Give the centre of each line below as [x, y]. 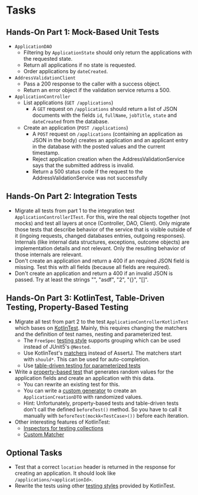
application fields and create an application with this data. [85, 378]
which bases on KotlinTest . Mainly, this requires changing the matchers [101, 327]
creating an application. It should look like [65, 473]
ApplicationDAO [33, 47]
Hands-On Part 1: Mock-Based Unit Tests [83, 32]
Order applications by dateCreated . [65, 71]
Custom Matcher [44, 434]
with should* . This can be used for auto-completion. [87, 359]
